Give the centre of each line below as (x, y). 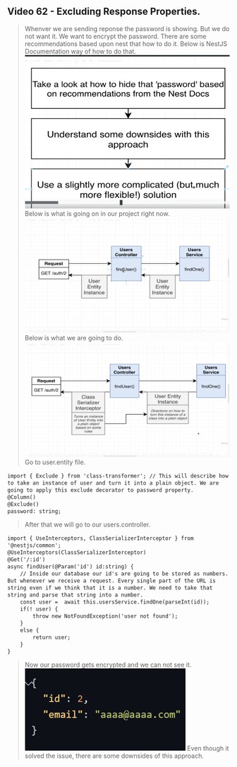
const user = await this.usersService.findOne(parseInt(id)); (115, 602)
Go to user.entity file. (55, 462)
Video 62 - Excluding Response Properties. (104, 12)
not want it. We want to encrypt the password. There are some (115, 36)
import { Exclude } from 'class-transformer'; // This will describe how (118, 476)
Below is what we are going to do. (74, 338)
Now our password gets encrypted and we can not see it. (108, 665)
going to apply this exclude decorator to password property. (101, 490)
